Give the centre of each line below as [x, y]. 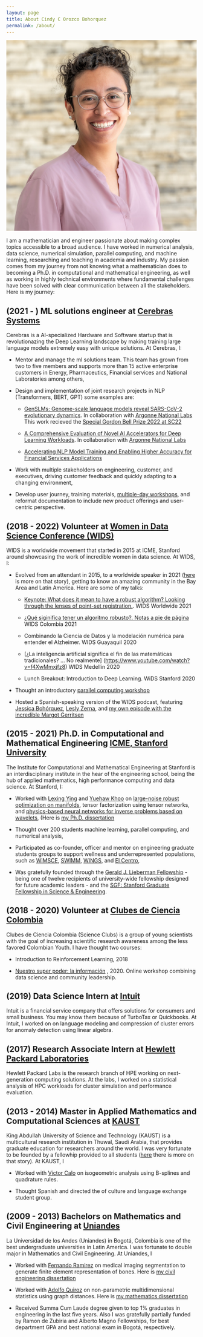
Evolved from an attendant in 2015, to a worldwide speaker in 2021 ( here [105, 575]
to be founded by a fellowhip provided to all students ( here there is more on [100, 1155]
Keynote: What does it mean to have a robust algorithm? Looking [105, 600]
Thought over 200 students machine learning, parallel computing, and [102, 829]
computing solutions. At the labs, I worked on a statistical [105, 1080]
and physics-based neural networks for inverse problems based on [99, 811]
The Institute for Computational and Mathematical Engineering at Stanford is [101, 767]
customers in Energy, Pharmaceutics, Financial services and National [101, 373]
